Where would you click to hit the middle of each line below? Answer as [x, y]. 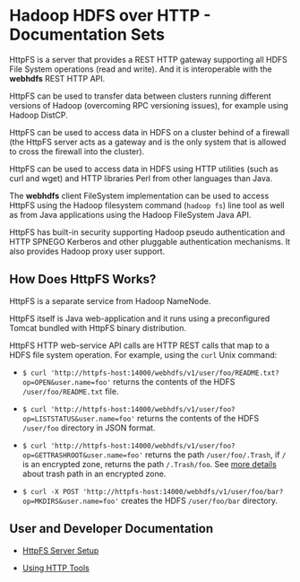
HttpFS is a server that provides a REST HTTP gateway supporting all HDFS [149, 59]
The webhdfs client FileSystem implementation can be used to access [139, 195]
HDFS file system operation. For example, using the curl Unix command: [143, 354]
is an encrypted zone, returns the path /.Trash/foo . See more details [150, 464]
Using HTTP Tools [56, 568]
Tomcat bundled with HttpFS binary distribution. [98, 327]
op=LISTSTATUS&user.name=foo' [79, 419]
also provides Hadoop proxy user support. [87, 251]
